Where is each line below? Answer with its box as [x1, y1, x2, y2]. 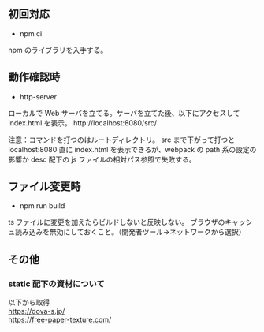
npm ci [19, 28, 43, 38]
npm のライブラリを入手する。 [8, 45, 108, 54]
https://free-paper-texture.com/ [8, 315, 112, 325]
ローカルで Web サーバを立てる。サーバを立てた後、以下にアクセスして [8, 108, 240, 118]
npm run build [19, 201, 65, 211]
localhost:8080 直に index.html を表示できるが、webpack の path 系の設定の [8, 144, 257, 154]
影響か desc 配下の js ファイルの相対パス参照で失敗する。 [8, 155, 196, 164]
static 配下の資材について [8, 278, 105, 289]
